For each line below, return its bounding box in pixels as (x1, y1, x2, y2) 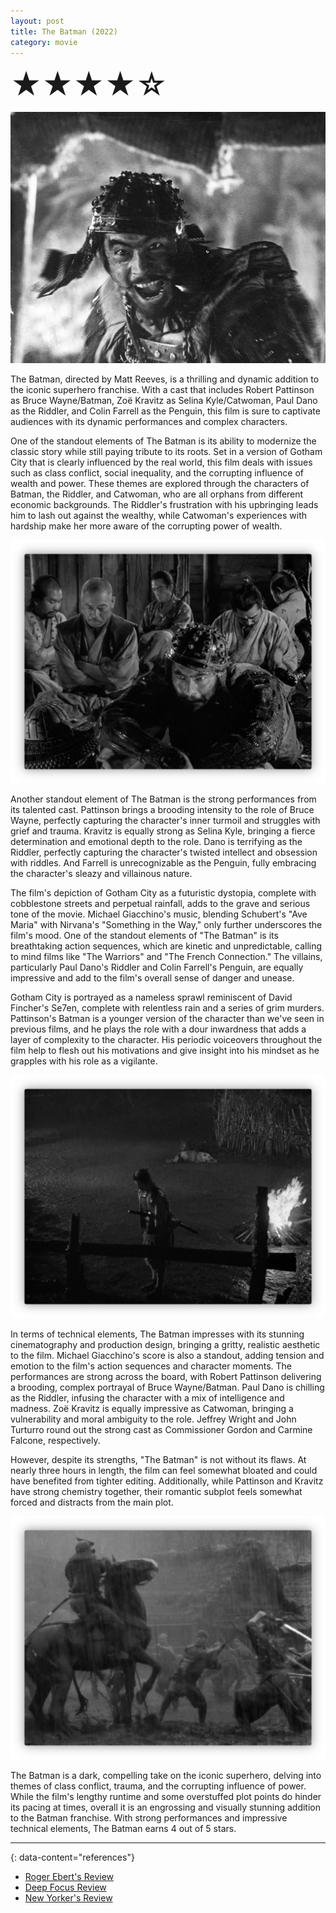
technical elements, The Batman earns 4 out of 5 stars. (10, 1822, 237, 1834)
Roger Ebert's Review (24, 1870, 115, 1882)
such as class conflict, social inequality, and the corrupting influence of (10, 467, 304, 479)
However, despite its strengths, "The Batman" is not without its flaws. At (10, 1454, 307, 1466)
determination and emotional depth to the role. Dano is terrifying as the (10, 836, 303, 848)
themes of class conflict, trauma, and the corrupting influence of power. (10, 1780, 307, 1792)
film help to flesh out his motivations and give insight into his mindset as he (10, 1045, 320, 1057)
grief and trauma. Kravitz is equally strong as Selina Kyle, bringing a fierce (10, 825, 316, 837)
